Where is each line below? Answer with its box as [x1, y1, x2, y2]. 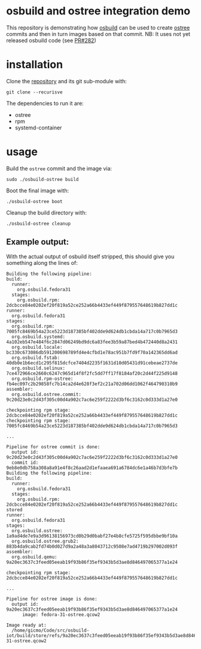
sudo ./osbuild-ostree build [6, 176, 79, 182]
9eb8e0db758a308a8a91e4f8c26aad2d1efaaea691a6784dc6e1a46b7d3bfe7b [6, 464, 178, 471]
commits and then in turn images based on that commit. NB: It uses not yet [6, 30, 190, 37]
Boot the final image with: [6, 187, 69, 194]
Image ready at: [6, 622, 47, 628]
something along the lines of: [6, 259, 78, 266]
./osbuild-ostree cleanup [6, 221, 71, 227]
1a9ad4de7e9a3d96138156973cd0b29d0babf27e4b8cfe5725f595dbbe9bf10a [6, 533, 178, 539]
